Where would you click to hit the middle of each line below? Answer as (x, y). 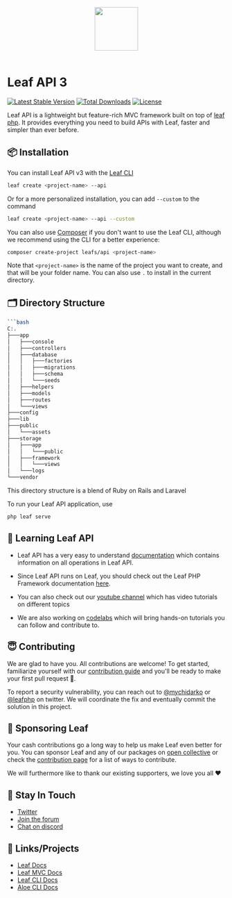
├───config (23, 413)
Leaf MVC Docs (39, 872)
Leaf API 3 (37, 82)
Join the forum (38, 820)
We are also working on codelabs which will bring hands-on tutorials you (121, 617)
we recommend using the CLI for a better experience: (83, 240)
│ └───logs (26, 471)
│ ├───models (29, 393)
